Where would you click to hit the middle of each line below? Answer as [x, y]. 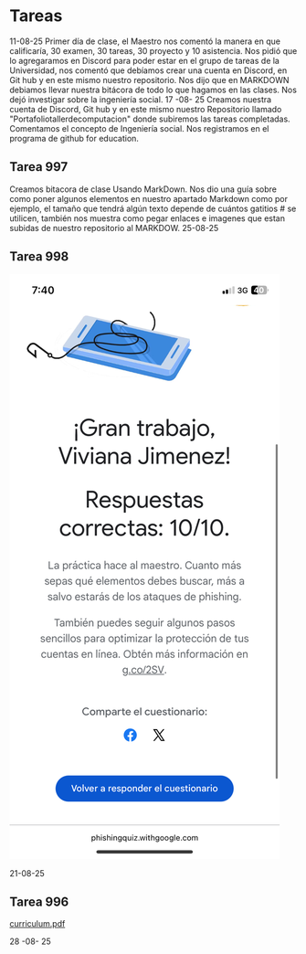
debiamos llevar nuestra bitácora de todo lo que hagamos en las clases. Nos [153, 90]
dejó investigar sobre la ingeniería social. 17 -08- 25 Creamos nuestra [141, 99]
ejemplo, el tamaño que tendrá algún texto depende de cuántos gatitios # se [153, 208]
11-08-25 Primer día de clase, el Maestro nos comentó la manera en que [145, 41]
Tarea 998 [39, 257]
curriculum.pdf [37, 924]
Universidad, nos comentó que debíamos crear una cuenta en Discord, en [148, 70]
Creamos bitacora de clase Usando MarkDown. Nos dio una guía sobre [143, 189]
